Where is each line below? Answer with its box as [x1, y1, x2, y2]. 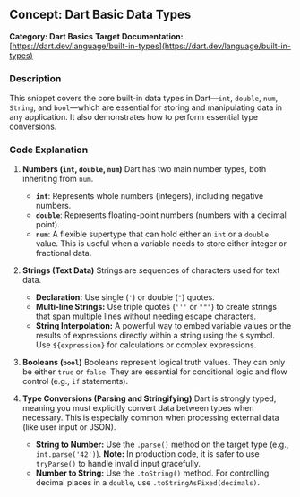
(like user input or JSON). [21, 422, 116, 433]
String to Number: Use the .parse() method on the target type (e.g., [35, 439, 289, 450]
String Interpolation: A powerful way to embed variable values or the [35, 321, 292, 331]
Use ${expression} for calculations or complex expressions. [35, 339, 257, 350]
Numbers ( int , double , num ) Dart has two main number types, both [21, 164, 267, 175]
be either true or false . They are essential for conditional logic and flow [21, 366, 288, 377]
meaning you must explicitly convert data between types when [21, 403, 254, 414]
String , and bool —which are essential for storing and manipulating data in [9, 102, 283, 113]
